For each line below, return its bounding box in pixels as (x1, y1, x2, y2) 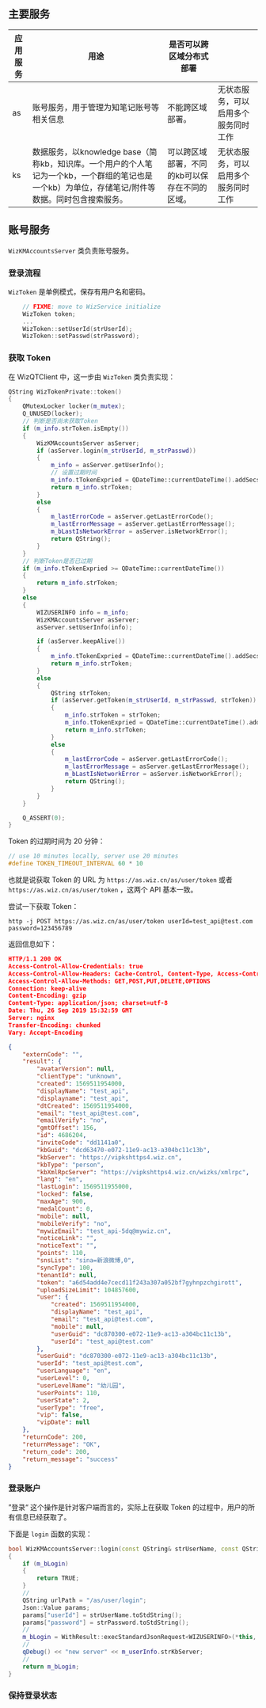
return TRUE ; (36, 1574, 80, 1582)
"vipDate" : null (36, 1418, 90, 1427)
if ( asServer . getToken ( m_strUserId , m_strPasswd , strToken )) (50, 696, 257, 705)
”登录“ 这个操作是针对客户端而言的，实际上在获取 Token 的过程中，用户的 (8, 1502, 249, 1512)
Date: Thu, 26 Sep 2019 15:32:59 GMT (8, 1006, 133, 1015)
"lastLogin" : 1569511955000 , (36, 1183, 133, 1191)
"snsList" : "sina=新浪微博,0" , (36, 1257, 135, 1265)
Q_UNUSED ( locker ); (22, 410, 83, 418)
